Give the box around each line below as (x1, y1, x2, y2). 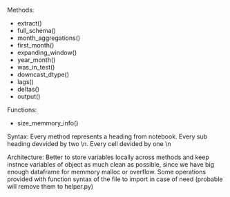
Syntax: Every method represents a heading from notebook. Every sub (7, 132, 208, 141)
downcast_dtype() (17, 70, 70, 79)
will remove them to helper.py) (7, 183, 94, 190)
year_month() (17, 56, 56, 64)
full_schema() (17, 27, 57, 34)
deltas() (17, 85, 40, 93)
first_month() (17, 41, 55, 49)
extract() (17, 19, 43, 27)
